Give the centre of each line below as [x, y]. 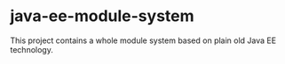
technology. [32, 49]
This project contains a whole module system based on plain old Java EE [143, 40]
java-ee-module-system [102, 16]
